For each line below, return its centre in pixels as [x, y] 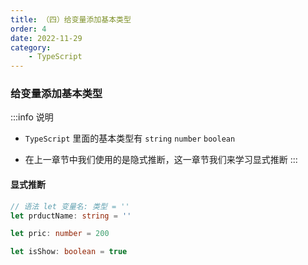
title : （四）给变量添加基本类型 [71, 19]
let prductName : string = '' [71, 216]
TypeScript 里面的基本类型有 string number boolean [130, 138]
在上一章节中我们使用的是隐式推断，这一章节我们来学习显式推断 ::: [161, 160]
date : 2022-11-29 [46, 38]
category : [31, 47]
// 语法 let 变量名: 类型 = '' [70, 206]
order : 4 [28, 29]
